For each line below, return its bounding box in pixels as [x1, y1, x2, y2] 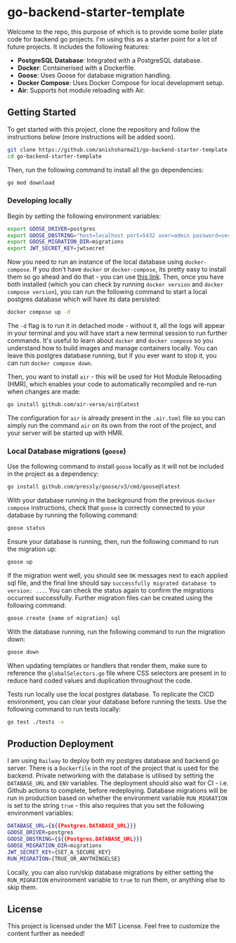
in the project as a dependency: [7, 469, 99, 479]
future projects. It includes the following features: [7, 42, 150, 51]
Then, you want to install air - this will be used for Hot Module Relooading [7, 372, 223, 381]
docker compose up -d [7, 309, 71, 316]
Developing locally [7, 196, 72, 205]
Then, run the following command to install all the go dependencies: [7, 165, 204, 174]
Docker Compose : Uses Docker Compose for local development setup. [17, 78, 225, 87]
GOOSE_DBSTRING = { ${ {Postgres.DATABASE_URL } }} [7, 835, 143, 843]
